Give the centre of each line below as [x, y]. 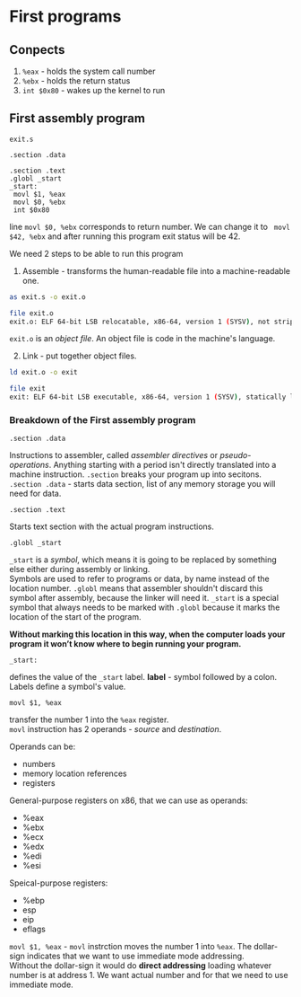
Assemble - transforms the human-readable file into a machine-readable [156, 270]
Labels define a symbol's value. [68, 687]
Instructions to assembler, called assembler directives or [113, 455]
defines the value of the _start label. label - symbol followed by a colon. [143, 677]
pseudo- [235, 455]
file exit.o [31, 313]
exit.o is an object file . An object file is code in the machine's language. [142, 339]
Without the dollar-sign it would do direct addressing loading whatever [141, 966]
